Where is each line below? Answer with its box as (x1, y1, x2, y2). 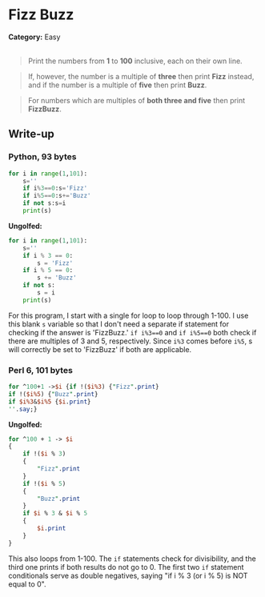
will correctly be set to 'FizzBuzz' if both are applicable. (8, 344, 192, 354)
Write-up (8, 127, 54, 141)
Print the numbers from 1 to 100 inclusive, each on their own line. (27, 56, 243, 66)
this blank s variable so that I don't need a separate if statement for (8, 319, 230, 329)
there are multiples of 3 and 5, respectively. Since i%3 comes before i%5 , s (8, 336, 253, 346)
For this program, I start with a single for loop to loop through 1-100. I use (8, 311, 249, 320)
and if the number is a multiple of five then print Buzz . (27, 80, 207, 90)
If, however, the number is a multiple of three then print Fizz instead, (27, 71, 255, 81)
